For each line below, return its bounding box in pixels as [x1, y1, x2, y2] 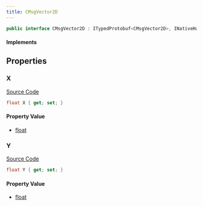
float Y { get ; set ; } [6, 167, 63, 173]
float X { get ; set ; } [6, 99, 63, 106]
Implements [6, 39, 37, 46]
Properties [6, 56, 47, 67]
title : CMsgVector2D [6, 8, 59, 15]
